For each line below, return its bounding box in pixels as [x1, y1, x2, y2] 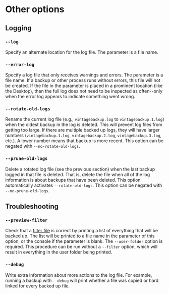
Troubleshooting [5, 202, 59, 211]
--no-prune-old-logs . [5, 187, 50, 193]
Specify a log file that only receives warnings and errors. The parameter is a [5, 72, 163, 78]
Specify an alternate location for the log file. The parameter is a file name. [5, 49, 159, 55]
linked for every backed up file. [5, 282, 70, 289]
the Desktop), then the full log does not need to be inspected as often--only [5, 88, 163, 94]
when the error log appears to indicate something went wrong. [5, 94, 135, 100]
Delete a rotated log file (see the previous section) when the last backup [5, 166, 155, 172]
